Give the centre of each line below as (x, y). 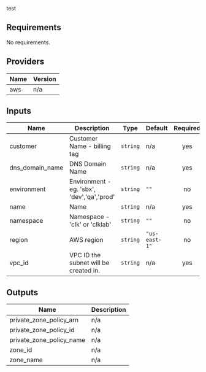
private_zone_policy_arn (44, 320)
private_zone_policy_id (42, 330)
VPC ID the (85, 255)
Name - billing (90, 146)
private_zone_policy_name (48, 340)
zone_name (26, 360)
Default (157, 128)
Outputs (22, 293)
